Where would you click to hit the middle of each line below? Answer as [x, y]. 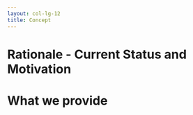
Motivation [39, 69]
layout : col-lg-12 [34, 14]
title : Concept [29, 20]
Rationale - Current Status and [97, 54]
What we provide [57, 100]
